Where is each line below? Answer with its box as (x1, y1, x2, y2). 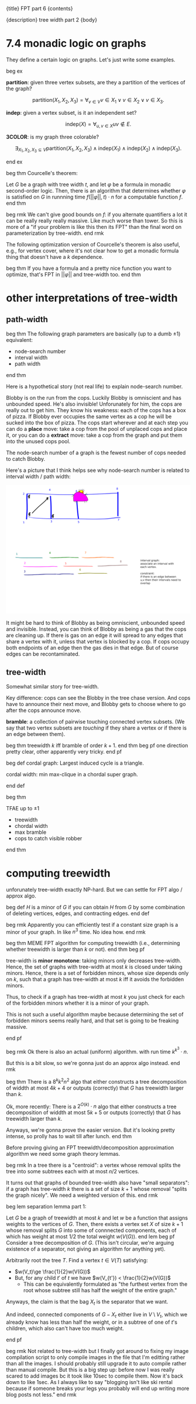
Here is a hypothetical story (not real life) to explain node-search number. (6, 383, 183, 390)
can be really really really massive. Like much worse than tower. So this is (6, 217, 183, 224)
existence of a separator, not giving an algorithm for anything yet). (6, 1245, 166, 1252)
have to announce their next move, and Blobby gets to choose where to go (6, 700, 186, 707)
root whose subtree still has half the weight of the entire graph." (23, 1287, 177, 1294)
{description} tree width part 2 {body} (6, 16, 98, 23)
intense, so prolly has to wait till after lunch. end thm (6, 1133, 132, 1140)
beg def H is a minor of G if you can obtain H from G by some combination (6, 903, 185, 910)
